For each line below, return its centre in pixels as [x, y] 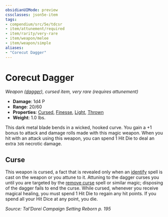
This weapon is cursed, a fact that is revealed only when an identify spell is [84, 172]
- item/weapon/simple [28, 43]
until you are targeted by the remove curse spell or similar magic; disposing [84, 183]
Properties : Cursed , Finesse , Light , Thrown [58, 112]
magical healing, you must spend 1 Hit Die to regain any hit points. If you [81, 194]
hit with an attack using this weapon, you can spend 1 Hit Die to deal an [80, 138]
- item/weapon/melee [27, 39]
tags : [11, 19]
